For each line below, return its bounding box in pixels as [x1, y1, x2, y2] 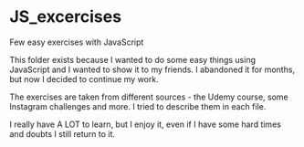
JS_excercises [9, 6, 121, 27]
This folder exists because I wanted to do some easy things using [9, 54, 257, 65]
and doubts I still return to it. [9, 128, 116, 139]
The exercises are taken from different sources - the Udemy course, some [9, 91, 289, 102]
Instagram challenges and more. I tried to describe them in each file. [9, 100, 267, 111]
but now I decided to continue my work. [9, 73, 159, 84]
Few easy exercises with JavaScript [9, 37, 144, 47]
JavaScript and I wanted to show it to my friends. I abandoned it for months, [9, 64, 295, 75]
